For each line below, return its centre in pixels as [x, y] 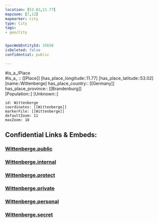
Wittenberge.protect [30, 175]
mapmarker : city [22, 19]
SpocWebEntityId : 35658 [29, 46]
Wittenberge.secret [29, 215]
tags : [11, 28]
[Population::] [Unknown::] [32, 94]
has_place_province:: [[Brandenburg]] [43, 88]
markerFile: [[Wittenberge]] [35, 111]
